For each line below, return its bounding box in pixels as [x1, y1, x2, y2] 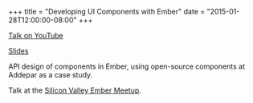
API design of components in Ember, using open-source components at [8, 61, 246, 71]
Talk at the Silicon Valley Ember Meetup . [8, 85, 142, 95]
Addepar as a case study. [8, 70, 93, 79]
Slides [8, 46, 29, 55]
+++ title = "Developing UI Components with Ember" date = [8, 7, 206, 16]
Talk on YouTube [8, 31, 63, 40]
